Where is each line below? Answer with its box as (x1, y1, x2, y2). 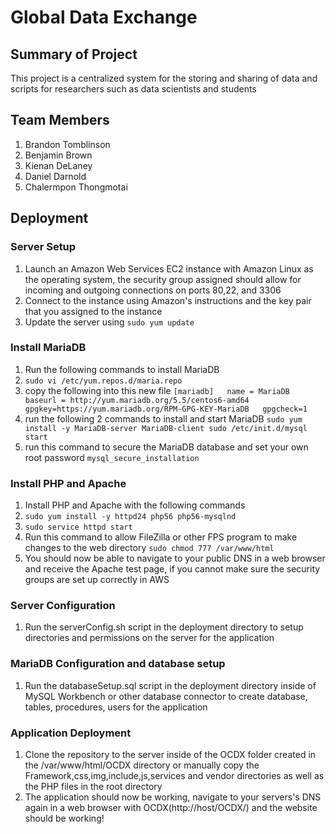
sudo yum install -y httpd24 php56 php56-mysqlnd (24, 512, 237, 522)
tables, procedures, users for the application (24, 701, 208, 713)
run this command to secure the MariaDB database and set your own (24, 441, 309, 453)
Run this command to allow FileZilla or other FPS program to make (24, 531, 298, 543)
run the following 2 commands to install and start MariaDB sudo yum (24, 412, 303, 425)
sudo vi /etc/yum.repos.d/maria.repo (24, 376, 183, 386)
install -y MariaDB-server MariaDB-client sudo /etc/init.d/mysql (24, 423, 308, 433)
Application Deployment (10, 726, 132, 740)
